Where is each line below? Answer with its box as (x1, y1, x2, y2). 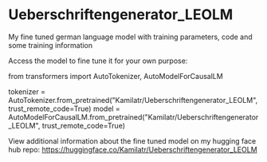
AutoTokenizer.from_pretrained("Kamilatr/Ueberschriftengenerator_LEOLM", (8, 95, 258, 105)
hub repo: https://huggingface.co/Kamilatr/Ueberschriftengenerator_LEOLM (8, 144, 257, 154)
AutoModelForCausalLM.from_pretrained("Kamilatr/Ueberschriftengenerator (8, 112, 259, 121)
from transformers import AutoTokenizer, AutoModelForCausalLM (8, 71, 223, 81)
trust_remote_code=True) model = (8, 104, 121, 113)
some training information (8, 40, 93, 49)
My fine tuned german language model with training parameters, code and (8, 32, 253, 41)
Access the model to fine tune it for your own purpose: (8, 56, 188, 65)
